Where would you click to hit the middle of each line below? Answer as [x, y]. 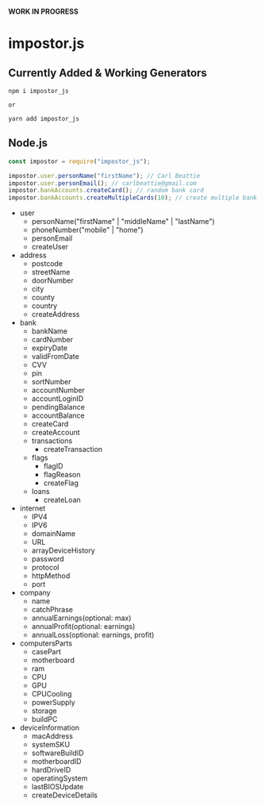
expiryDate [50, 348]
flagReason [62, 475]
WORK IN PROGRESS [44, 12]
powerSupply [53, 703]
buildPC [44, 719]
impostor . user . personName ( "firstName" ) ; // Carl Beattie [104, 175]
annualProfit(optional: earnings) [83, 627]
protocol [45, 568]
